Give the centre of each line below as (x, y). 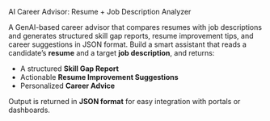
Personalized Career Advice (67, 86)
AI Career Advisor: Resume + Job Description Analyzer (100, 12)
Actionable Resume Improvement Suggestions (99, 77)
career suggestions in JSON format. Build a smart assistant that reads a (127, 44)
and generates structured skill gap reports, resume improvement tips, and (131, 36)
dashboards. (30, 110)
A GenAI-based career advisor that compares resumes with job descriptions (135, 27)
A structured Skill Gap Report (70, 69)
